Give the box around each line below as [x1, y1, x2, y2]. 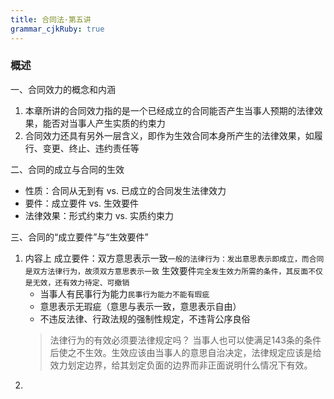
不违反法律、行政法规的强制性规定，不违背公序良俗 [39, 312, 251, 325]
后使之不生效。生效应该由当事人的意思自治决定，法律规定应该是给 [49, 346, 322, 358]
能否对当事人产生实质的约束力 [42, 117, 166, 129]
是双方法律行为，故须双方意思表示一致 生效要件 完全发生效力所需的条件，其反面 [24, 264, 309, 276]
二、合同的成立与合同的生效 [10, 163, 125, 175]
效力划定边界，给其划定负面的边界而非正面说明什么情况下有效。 [49, 359, 313, 371]
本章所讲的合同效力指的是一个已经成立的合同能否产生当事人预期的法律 [24, 104, 315, 116]
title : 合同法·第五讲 [10, 14, 92, 25]
